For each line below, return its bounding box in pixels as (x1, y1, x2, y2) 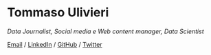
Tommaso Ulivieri (7, 5, 109, 20)
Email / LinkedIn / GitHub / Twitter (7, 40, 102, 48)
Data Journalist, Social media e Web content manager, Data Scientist (7, 27, 204, 35)
